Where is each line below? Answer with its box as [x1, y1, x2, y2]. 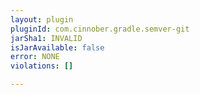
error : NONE [10, 52, 60, 62]
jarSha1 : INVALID [10, 33, 83, 43]
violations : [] [10, 61, 74, 71]
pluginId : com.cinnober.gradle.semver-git [10, 24, 190, 34]
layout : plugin [10, 14, 74, 25]
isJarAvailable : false [10, 42, 105, 53]
